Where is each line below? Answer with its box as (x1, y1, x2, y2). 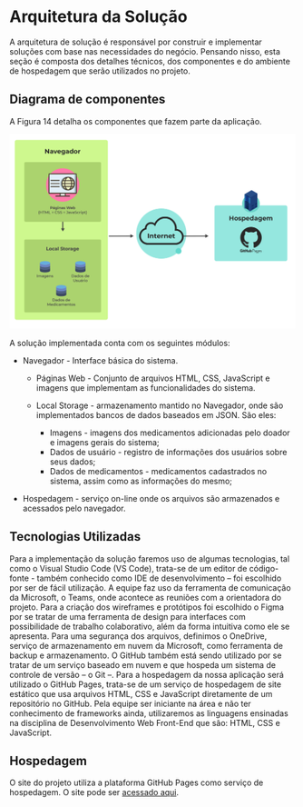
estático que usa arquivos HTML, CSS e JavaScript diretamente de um (9, 688, 273, 699)
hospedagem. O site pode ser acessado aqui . (9, 787, 180, 798)
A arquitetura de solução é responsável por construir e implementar (9, 36, 263, 47)
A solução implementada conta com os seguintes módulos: (9, 337, 230, 348)
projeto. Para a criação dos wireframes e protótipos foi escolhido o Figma (9, 602, 284, 613)
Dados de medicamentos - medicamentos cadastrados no (49, 465, 268, 476)
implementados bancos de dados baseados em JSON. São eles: (35, 409, 277, 420)
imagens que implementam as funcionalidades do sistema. (35, 382, 256, 393)
